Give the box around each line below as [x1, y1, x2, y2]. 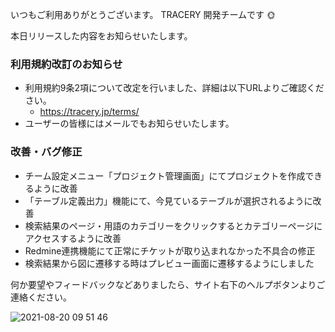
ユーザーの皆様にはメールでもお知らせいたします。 [24, 118, 235, 130]
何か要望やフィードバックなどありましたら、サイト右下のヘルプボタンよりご [10, 278, 326, 290]
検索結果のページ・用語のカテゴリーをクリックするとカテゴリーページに [24, 219, 323, 232]
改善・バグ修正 [10, 145, 83, 159]
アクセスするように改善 [24, 232, 122, 244]
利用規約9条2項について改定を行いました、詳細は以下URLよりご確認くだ [24, 82, 325, 94]
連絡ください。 [10, 291, 72, 303]
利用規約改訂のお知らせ [10, 57, 123, 71]
